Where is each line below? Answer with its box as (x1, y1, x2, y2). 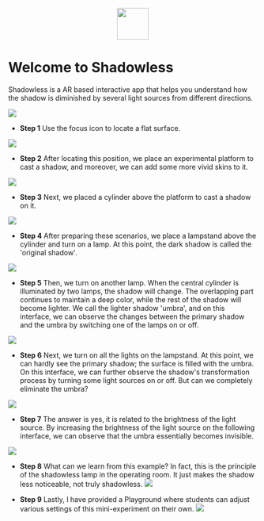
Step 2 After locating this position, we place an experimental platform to (19, 153, 255, 163)
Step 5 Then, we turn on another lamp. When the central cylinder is (19, 278, 239, 287)
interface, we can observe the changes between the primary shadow (19, 312, 245, 321)
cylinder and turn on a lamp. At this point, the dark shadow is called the (19, 239, 252, 249)
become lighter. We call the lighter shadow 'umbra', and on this (19, 303, 225, 312)
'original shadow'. (19, 247, 77, 257)
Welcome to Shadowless (8, 59, 174, 77)
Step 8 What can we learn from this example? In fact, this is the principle (19, 461, 257, 471)
